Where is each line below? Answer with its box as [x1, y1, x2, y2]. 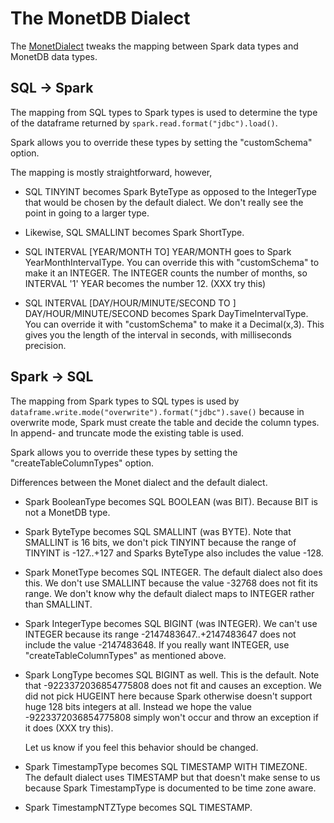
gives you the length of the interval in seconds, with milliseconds [24, 328, 292, 341]
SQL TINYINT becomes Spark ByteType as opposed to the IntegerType [24, 185, 318, 197]
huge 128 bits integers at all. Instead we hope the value [24, 700, 252, 712]
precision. [24, 339, 67, 351]
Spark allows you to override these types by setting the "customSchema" [10, 136, 313, 148]
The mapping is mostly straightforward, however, [10, 166, 213, 178]
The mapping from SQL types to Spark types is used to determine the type [10, 106, 318, 118]
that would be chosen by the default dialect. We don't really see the [24, 196, 304, 208]
